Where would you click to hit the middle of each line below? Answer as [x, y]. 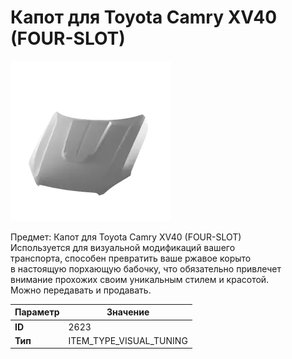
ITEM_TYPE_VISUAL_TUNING [128, 340]
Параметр [37, 312]
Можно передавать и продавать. [81, 290]
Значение [128, 312]
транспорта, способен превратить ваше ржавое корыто [131, 258]
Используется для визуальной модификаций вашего [123, 247]
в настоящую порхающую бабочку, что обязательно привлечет [146, 268]
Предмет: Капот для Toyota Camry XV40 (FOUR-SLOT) [126, 237]
